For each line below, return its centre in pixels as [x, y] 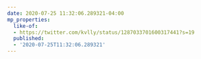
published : [29, 39]
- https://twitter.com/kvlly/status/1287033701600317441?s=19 [104, 32]
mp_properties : [29, 20]
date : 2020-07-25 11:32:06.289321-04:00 [66, 13]
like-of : [26, 26]
